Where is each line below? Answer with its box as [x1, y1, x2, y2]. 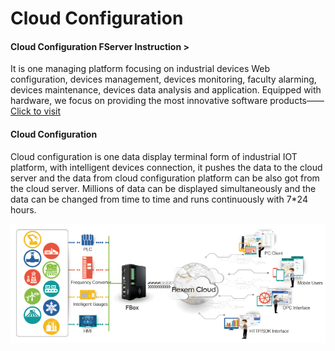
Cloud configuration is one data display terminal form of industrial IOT [10, 150, 298, 162]
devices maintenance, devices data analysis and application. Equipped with [10, 84, 322, 96]
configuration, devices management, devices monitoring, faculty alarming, [10, 73, 317, 86]
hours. [10, 203, 37, 216]
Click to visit [10, 105, 62, 117]
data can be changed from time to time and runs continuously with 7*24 [10, 193, 308, 205]
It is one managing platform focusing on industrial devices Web [10, 63, 271, 75]
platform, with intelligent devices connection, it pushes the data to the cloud [10, 161, 323, 173]
